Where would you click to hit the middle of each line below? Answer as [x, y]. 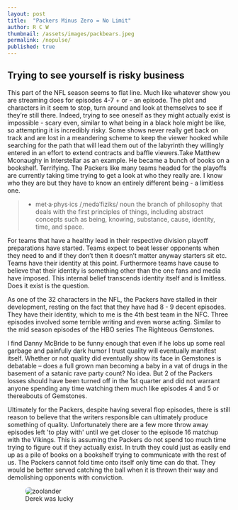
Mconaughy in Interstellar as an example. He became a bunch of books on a [119, 160]
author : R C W [28, 27]
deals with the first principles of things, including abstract [119, 211]
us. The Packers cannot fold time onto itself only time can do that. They [112, 462]
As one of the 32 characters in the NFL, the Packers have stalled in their [112, 299]
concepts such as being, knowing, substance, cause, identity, [125, 219]
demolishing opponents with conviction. [66, 477]
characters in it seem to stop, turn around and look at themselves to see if [115, 108]
